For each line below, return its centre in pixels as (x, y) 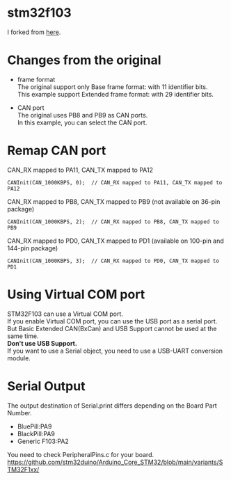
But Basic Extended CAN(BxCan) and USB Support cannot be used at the (112, 328)
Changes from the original (84, 60)
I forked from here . (34, 32)
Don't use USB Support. (42, 343)
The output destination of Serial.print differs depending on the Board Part (112, 406)
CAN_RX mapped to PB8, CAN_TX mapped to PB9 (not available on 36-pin (114, 201)
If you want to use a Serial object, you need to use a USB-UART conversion (115, 351)
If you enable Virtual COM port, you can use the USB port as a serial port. (112, 321)
